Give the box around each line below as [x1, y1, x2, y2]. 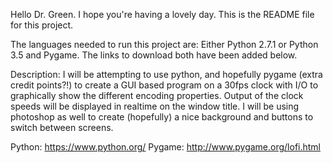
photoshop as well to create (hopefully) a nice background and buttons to [10, 111, 314, 123]
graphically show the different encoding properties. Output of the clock [10, 90, 304, 101]
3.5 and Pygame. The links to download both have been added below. [10, 49, 298, 61]
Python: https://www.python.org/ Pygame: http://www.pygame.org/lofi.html [10, 141, 322, 153]
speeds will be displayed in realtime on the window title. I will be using [10, 100, 300, 112]
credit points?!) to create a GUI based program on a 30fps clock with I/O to [10, 79, 319, 91]
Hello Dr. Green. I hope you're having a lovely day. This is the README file [10, 9, 315, 20]
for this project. [10, 19, 74, 31]
